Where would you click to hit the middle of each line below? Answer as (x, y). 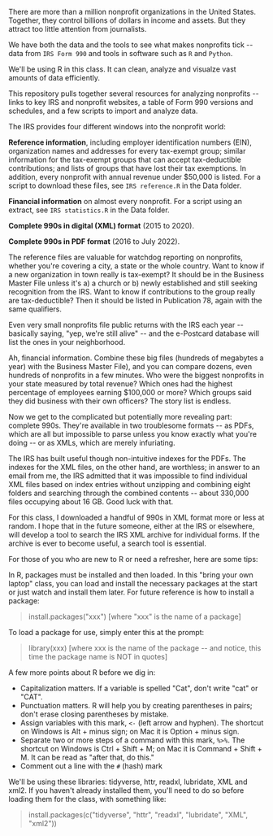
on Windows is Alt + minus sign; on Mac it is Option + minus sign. (130, 731)
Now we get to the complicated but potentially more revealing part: (120, 417)
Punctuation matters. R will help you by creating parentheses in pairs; (136, 705)
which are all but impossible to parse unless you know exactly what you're (133, 434)
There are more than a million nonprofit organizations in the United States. (132, 12)
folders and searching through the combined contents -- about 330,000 (129, 493)
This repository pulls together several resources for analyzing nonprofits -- (134, 94)
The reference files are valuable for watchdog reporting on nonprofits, (126, 257)
